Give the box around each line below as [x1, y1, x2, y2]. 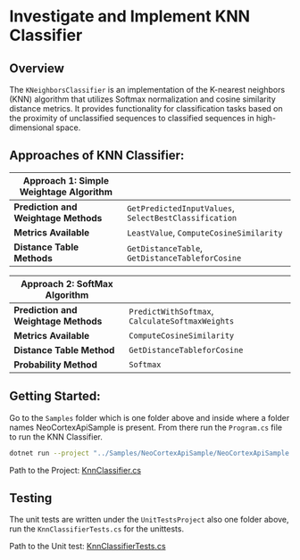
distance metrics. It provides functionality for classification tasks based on [9, 103, 283, 113]
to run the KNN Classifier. [9, 431, 103, 442]
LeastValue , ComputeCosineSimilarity [126, 226, 283, 238]
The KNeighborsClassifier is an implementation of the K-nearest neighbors [9, 85, 286, 95]
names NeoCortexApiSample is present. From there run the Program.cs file [9, 422, 283, 432]
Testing [9, 490, 53, 506]
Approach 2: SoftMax [21, 277, 113, 290]
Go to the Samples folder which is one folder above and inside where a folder [9, 412, 290, 423]
